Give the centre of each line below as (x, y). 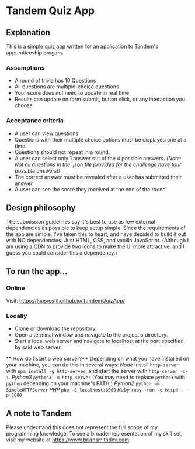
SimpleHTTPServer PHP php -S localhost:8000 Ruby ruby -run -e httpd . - (97, 390)
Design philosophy (41, 208)
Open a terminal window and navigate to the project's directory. (91, 335)
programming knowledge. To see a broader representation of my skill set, (94, 434)
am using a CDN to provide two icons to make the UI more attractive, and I (95, 246)
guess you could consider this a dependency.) (62, 253)
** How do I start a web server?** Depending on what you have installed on (98, 359)
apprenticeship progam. (35, 53)
